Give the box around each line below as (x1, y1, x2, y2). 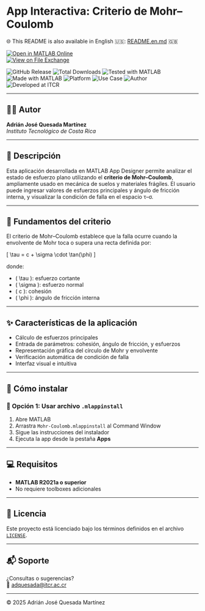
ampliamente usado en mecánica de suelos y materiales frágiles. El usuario (6, 180, 196, 187)
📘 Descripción (6, 151, 61, 161)
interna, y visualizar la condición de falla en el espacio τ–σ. (6, 193, 154, 200)
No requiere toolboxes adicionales (15, 485, 102, 492)
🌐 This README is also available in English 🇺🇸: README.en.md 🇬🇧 (6, 37, 178, 45)
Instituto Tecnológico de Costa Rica (6, 127, 96, 135)
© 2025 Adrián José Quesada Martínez (6, 599, 106, 606)
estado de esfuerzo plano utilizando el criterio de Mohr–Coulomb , (6, 173, 174, 181)
